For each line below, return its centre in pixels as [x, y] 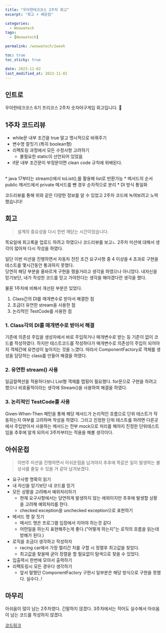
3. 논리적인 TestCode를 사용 [38, 402]
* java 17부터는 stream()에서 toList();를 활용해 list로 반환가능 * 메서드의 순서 [79, 179]
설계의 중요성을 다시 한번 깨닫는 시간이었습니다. [63, 231]
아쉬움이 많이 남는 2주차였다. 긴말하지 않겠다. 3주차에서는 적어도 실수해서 [76, 609]
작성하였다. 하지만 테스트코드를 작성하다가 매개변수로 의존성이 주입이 [81, 343]
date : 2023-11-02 [23, 69]
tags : [11, 33]
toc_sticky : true [23, 60]
